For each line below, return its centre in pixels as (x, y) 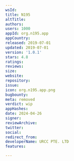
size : (11, 71)
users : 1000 (18, 29)
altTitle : (16, 19)
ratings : (14, 62)
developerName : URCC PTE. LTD (37, 142)
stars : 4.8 (17, 57)
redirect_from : (21, 137)
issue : (12, 85)
